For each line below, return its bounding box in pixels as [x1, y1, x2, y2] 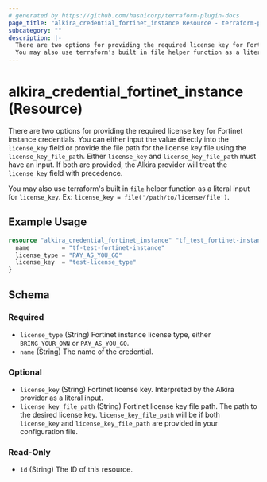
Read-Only [8, 447, 52, 458]
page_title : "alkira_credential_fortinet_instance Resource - [8, 19, 219, 27]
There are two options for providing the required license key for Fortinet [8, 126, 243, 135]
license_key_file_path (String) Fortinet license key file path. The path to [19, 402, 257, 411]
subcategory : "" [8, 26, 62, 34]
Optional [8, 367, 42, 378]
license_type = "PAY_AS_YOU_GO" [15, 251, 123, 259]
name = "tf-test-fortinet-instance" [15, 243, 165, 251]
